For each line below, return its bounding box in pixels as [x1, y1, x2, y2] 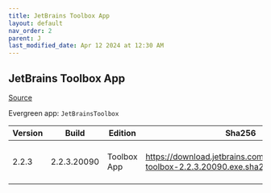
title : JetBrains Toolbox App [8, 11, 110, 20]
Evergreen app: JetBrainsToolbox [8, 108, 119, 117]
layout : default [8, 19, 63, 27]
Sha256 [225, 127, 256, 138]
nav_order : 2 [8, 27, 52, 35]
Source [8, 92, 32, 102]
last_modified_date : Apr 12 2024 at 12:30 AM [8, 42, 164, 50]
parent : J [8, 34, 42, 43]
